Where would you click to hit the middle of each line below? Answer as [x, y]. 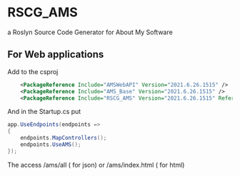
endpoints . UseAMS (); [51, 145]
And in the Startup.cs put [44, 112]
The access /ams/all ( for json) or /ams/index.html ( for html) [96, 165]
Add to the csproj [33, 71]
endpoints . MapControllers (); [64, 138]
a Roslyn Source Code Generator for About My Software [90, 32]
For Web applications [56, 55]
